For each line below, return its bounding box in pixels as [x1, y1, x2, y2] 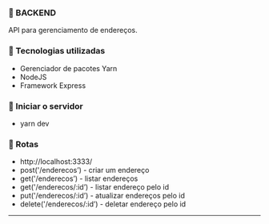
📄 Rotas [8, 138, 38, 150]
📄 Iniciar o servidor [8, 100, 83, 111]
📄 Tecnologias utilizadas [8, 46, 106, 57]
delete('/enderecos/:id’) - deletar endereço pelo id [19, 199, 187, 209]
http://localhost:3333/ [19, 157, 93, 166]
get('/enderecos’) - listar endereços [19, 174, 139, 183]
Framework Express [19, 80, 86, 90]
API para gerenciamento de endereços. [8, 26, 138, 35]
